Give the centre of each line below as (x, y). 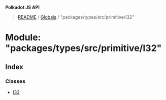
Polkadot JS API (22, 7)
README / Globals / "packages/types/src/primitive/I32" (76, 17)
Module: (23, 38)
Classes (15, 81)
